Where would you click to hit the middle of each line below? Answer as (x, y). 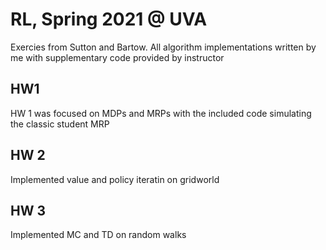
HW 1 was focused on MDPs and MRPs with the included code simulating (161, 113)
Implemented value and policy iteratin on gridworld (115, 179)
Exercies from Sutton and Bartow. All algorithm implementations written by (163, 47)
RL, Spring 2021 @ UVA (109, 19)
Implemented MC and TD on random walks (98, 235)
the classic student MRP (60, 124)
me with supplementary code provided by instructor (117, 57)
